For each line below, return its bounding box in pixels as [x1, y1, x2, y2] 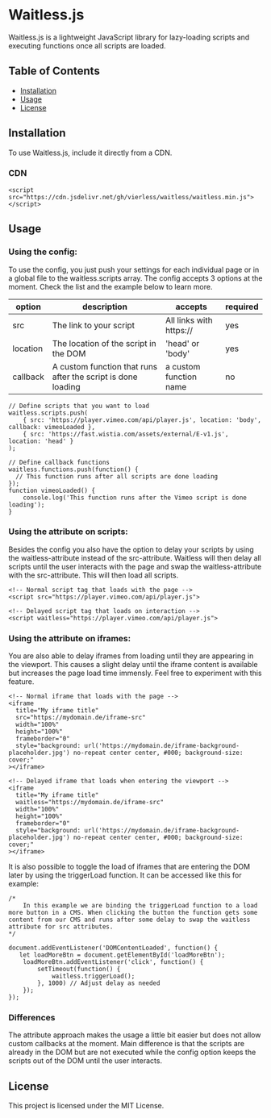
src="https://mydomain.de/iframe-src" [15, 714, 147, 722]
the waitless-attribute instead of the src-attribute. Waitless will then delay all [8, 553, 262, 562]
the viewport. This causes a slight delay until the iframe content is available [8, 660, 258, 670]
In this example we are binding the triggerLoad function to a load [23, 902, 258, 910]
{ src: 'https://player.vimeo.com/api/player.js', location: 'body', [23, 415, 262, 424]
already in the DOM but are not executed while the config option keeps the [8, 1047, 256, 1058]
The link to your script [52, 319, 135, 331]
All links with [165, 315, 213, 326]
